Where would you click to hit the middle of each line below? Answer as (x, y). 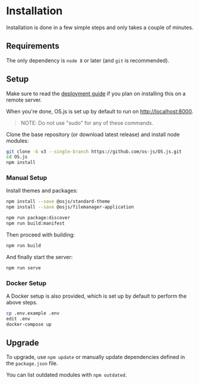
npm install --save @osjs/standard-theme (58, 202)
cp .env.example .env (33, 313)
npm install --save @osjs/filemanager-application (70, 207)
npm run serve (24, 268)
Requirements (33, 46)
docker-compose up (29, 324)
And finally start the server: (40, 257)
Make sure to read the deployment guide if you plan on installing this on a (96, 93)
